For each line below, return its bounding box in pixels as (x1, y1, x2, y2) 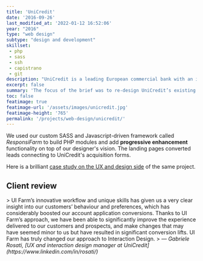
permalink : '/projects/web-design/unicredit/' (6, 115, 126, 121)
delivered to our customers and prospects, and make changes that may (6, 222, 184, 230)
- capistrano (8, 65, 42, 71)
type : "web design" (6, 31, 56, 37)
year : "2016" (6, 25, 39, 32)
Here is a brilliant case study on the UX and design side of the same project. (6, 163, 196, 170)
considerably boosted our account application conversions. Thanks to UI (6, 210, 187, 217)
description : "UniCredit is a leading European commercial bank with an (6, 76, 193, 82)
